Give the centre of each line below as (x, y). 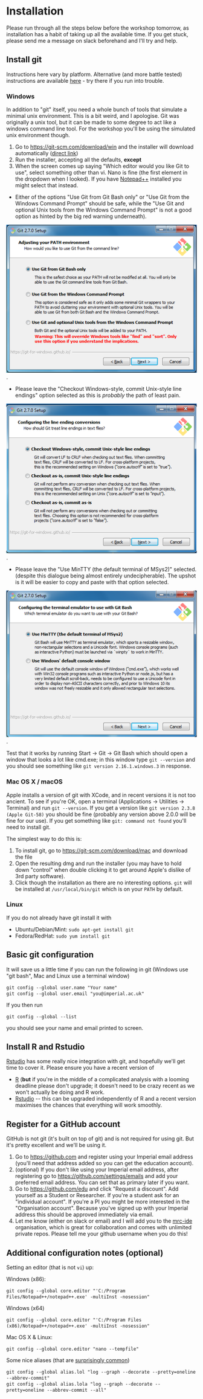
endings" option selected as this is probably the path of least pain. (98, 395)
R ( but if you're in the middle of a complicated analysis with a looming (102, 1079)
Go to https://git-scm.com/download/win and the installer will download (104, 147)
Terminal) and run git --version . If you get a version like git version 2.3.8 (101, 808)
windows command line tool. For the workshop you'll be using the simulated (101, 129)
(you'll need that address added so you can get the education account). (104, 1163)
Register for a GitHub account (63, 1124)
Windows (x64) (25, 1308)
